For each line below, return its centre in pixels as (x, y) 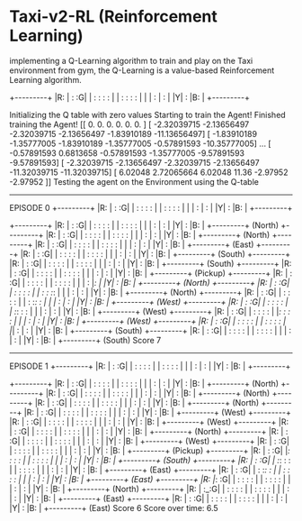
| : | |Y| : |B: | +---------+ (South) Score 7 (85, 340)
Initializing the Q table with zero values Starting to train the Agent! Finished (147, 114)
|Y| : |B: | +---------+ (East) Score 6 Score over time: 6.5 (114, 507)
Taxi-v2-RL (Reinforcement (114, 17)
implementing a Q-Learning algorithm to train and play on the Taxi (131, 60)
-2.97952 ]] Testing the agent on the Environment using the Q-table (134, 181)
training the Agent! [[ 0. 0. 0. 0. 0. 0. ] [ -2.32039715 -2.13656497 (129, 124)
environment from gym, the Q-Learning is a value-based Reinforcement (142, 70)
